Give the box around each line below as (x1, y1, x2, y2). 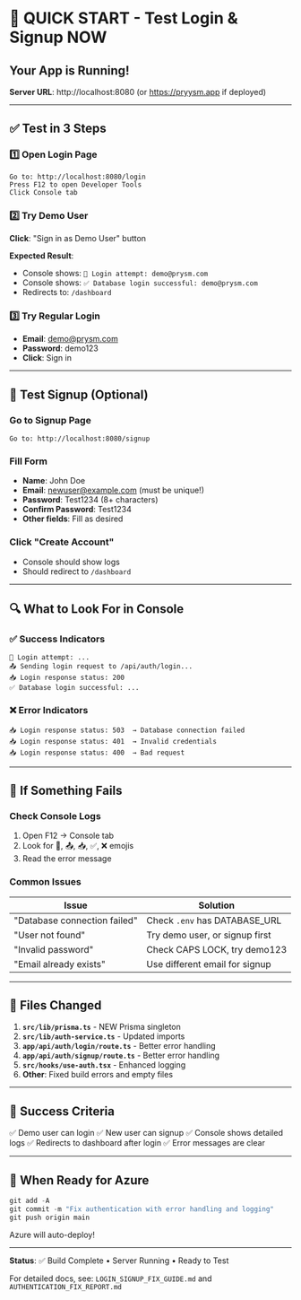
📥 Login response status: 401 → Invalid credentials (9, 737, 218, 746)
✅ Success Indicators (9, 633, 106, 645)
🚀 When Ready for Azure (9, 1173, 150, 1188)
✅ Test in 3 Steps (9, 121, 107, 136)
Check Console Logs (9, 809, 101, 822)
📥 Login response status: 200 (9, 673, 125, 683)
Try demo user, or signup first (146, 929, 271, 941)
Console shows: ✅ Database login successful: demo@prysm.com (21, 277, 258, 288)
